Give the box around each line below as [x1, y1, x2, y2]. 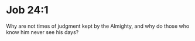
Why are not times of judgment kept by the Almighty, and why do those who [6, 23, 190, 29]
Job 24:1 [6, 3, 49, 17]
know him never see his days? [6, 28, 79, 35]
